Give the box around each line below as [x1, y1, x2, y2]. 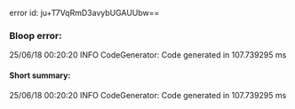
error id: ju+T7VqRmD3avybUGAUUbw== [9, 8, 160, 18]
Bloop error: [9, 29, 62, 42]
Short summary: [9, 70, 71, 81]
